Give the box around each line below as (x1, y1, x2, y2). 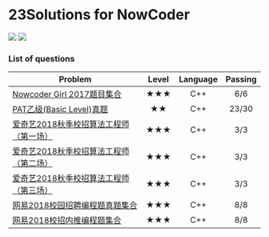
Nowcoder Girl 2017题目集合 (12, 89, 122, 100)
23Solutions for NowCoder (8, 6, 191, 24)
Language (179, 74, 219, 85)
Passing (225, 74, 257, 85)
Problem (58, 74, 92, 85)
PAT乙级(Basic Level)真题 (12, 104, 108, 115)
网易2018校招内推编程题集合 (12, 215, 122, 226)
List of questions (8, 53, 75, 64)
